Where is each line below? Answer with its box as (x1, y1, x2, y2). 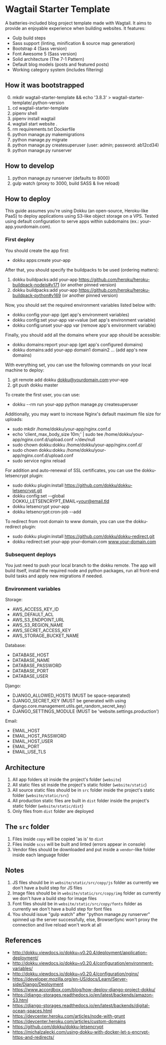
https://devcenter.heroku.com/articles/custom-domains (12, 1018, 126, 1024)
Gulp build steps (12, 35, 46, 41)
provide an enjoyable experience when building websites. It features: (5, 25, 146, 31)
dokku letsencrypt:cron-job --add (12, 509, 82, 515)
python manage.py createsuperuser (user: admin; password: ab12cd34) (12, 142, 160, 148)
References (5, 936, 42, 945)
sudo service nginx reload (12, 457, 66, 464)
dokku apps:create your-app (12, 257, 71, 263)
